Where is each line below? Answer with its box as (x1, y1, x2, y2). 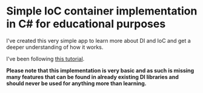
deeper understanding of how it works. (6, 43, 104, 51)
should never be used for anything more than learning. (6, 80, 147, 87)
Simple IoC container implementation (6, 4, 198, 18)
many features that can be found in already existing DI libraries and (6, 73, 179, 80)
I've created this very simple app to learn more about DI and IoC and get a (6, 37, 191, 44)
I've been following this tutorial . (6, 55, 85, 62)
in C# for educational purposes (6, 17, 166, 31)
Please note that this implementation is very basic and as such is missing (6, 66, 195, 74)
